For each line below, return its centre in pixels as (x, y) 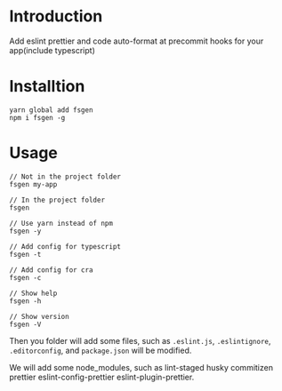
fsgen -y (25, 231)
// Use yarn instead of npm (61, 223)
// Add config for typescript (65, 246)
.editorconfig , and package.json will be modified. (101, 350)
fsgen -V (25, 324)
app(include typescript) (52, 50)
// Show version (39, 316)
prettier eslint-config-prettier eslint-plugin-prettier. (102, 377)
